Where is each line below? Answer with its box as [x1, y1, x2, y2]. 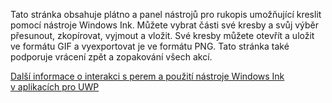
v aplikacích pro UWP [10, 81, 100, 93]
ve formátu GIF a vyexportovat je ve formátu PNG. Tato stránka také [10, 40, 290, 52]
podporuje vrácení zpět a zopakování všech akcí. [10, 51, 213, 63]
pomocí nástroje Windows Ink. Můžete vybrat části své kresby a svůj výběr [10, 19, 320, 31]
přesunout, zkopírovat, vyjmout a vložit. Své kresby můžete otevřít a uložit [10, 30, 315, 41]
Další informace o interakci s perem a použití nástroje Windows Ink [10, 70, 285, 82]
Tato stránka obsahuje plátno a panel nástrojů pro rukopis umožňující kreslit [10, 9, 322, 20]
